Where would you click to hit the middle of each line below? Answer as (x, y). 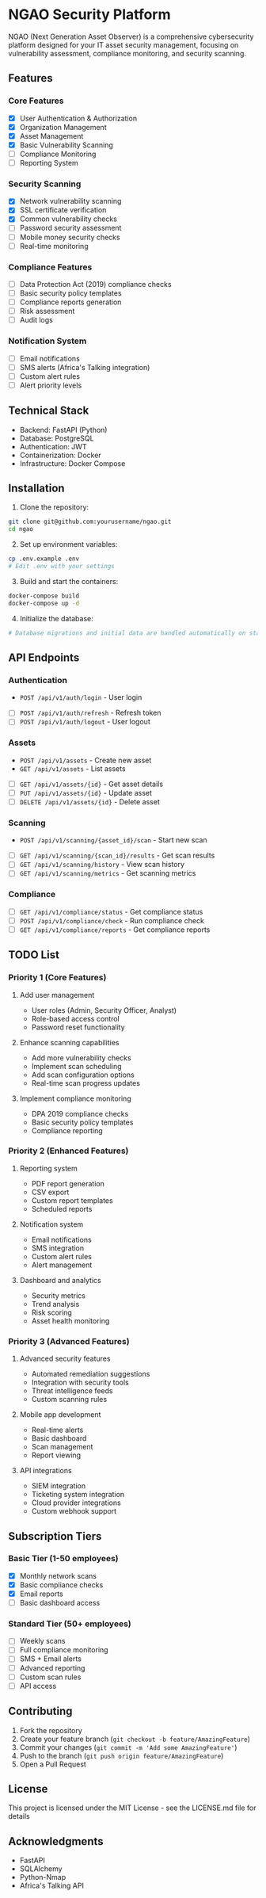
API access (38, 1686)
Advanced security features (65, 1359)
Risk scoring (52, 1312)
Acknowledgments (56, 1841)
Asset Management (51, 136)
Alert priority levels (51, 385)
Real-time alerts (57, 1430)
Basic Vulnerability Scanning (66, 145)
